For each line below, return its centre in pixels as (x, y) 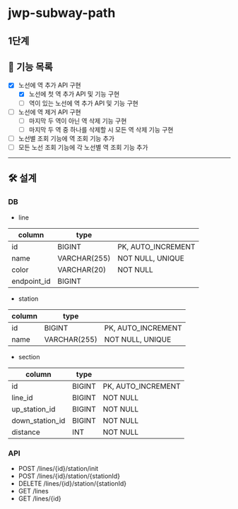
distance (26, 432)
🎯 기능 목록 (31, 67)
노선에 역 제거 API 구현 (49, 112)
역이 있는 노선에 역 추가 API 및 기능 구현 (83, 103)
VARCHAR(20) (82, 270)
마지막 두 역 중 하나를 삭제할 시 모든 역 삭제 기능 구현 (101, 129)
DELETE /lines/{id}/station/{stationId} (72, 483)
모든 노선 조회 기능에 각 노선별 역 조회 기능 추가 (83, 147)
